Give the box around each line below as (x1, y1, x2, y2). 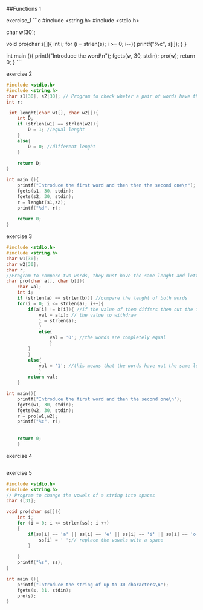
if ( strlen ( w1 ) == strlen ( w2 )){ (17, 121, 98, 127)
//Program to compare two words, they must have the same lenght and (6, 273, 185, 279)
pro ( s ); (17, 593, 36, 599)
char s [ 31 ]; (6, 498, 36, 504)
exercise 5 (6, 469, 32, 476)
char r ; (6, 267, 26, 273)
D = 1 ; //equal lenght (28, 127, 85, 133)
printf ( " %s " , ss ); (17, 560, 63, 566)
